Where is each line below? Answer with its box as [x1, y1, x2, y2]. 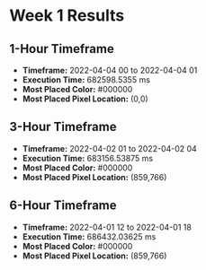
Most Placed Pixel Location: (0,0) [22, 93, 148, 104]
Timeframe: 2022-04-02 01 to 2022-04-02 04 [22, 143, 198, 153]
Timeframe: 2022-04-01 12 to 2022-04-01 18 [22, 222, 192, 232]
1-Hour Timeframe [9, 41, 114, 57]
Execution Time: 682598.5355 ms [22, 74, 151, 85]
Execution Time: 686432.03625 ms [22, 231, 157, 242]
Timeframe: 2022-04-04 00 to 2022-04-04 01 [22, 65, 198, 75]
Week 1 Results [9, 5, 125, 26]
